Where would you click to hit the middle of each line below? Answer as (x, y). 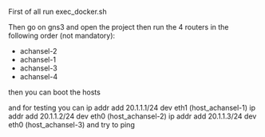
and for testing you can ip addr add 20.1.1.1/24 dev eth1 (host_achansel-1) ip (132, 108)
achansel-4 (39, 77)
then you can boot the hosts (55, 92)
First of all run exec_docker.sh (57, 12)
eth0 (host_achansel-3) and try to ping (72, 125)
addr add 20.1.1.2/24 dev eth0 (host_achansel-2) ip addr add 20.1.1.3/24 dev (132, 116)
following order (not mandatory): (62, 36)
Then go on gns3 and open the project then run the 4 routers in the (119, 27)
